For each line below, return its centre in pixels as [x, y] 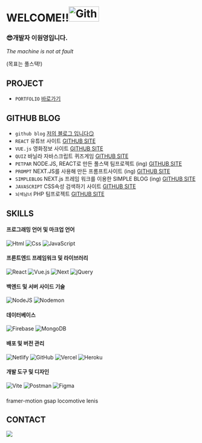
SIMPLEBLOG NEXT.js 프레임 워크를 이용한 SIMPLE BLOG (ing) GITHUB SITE [105, 179]
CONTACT [26, 420]
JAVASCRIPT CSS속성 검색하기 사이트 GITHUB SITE [75, 186]
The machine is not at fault [40, 51]
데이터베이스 [21, 315]
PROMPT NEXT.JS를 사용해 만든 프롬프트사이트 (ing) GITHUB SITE [93, 171]
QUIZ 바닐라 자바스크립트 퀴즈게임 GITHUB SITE [72, 156]
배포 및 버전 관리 [25, 343]
